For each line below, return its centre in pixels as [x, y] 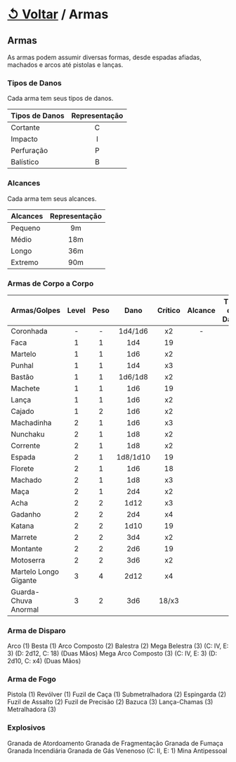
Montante [27, 548]
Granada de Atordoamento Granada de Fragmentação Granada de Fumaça [115, 743]
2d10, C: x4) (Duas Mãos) [44, 661]
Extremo [25, 262]
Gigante [24, 580]
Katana [22, 526]
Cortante [25, 128]
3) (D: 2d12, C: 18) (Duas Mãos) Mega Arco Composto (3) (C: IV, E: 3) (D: [112, 653]
